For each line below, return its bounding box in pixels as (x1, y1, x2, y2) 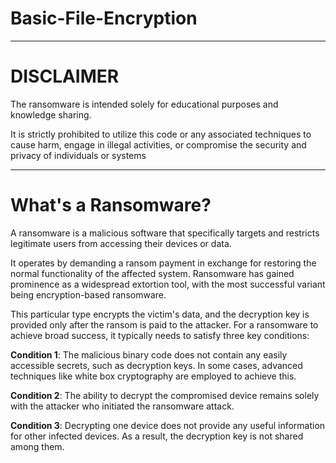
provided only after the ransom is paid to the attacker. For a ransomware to (10, 318, 319, 331)
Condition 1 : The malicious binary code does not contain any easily (10, 348, 288, 361)
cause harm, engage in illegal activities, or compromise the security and (10, 138, 307, 151)
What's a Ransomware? (10, 194, 212, 217)
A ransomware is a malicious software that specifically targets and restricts (10, 227, 320, 239)
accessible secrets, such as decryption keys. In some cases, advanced (10, 359, 303, 371)
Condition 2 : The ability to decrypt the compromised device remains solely (10, 389, 320, 401)
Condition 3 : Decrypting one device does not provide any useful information (10, 419, 326, 431)
